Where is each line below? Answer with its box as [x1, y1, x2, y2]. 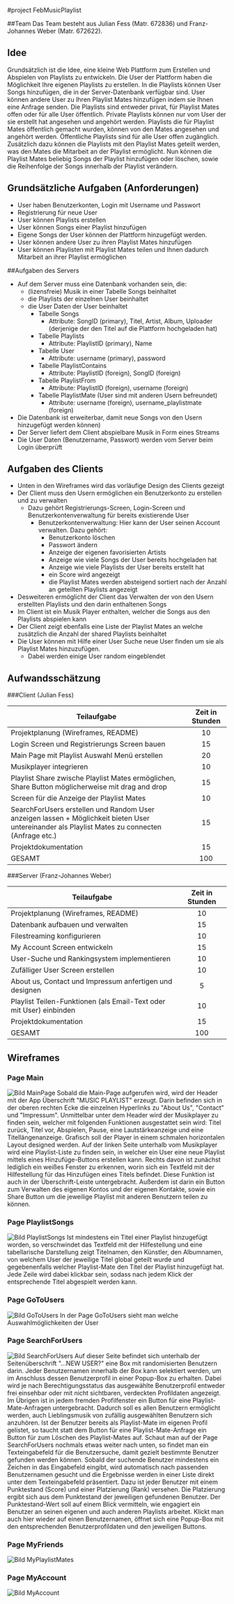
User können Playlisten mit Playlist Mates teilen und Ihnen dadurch [17, 245, 209, 253]
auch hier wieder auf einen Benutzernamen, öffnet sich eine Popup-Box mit [7, 1515, 224, 1523]
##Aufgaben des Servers [7, 266, 79, 274]
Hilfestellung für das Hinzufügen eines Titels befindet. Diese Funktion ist [7, 1170, 214, 1178]
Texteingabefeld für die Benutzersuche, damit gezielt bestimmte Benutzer [7, 1448, 219, 1456]
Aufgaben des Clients [7, 463, 104, 475]
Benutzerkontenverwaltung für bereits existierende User [27, 511, 189, 519]
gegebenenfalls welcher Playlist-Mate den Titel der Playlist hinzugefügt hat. [7, 1263, 225, 1271]
